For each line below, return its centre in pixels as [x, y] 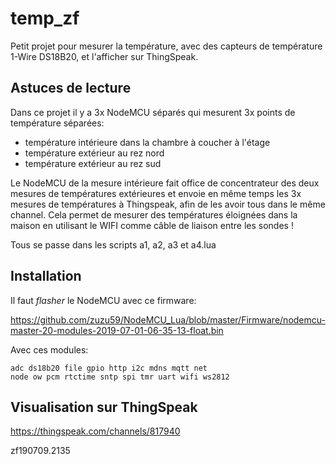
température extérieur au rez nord [94, 153]
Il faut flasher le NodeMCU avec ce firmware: [103, 300]
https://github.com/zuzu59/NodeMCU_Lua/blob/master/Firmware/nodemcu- [168, 319]
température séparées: [57, 123]
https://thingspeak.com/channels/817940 [95, 431]
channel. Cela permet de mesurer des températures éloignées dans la [154, 214]
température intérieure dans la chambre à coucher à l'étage [147, 142]
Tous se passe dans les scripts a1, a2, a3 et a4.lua [113, 244]
